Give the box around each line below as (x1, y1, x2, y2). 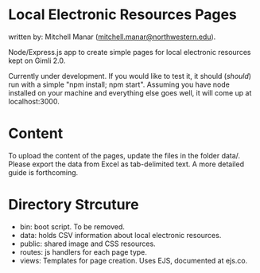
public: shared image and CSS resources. (19, 239, 157, 248)
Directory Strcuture (8, 196, 139, 214)
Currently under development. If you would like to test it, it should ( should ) (8, 71, 252, 80)
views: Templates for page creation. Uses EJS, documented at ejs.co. (19, 255, 248, 265)
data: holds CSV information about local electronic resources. (19, 230, 222, 240)
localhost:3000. (8, 96, 60, 106)
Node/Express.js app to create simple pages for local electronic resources (8, 47, 251, 57)
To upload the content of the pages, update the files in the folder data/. (8, 150, 241, 160)
